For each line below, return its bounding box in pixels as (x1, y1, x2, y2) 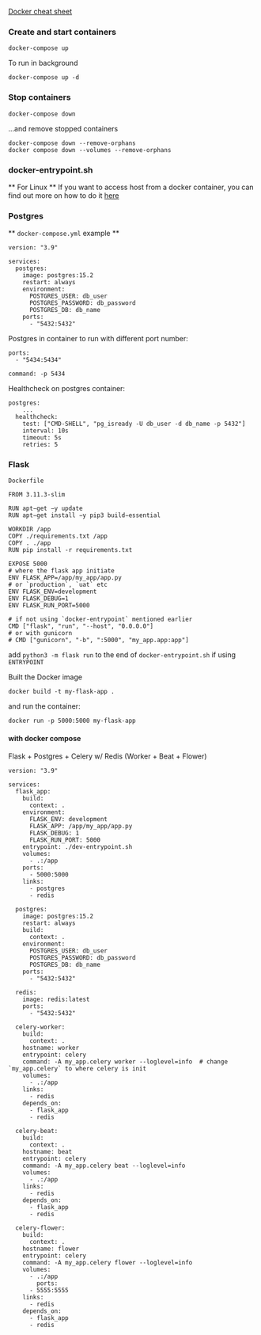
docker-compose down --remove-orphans (8, 139, 136, 147)
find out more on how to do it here (8, 190, 119, 200)
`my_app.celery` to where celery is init (8, 1064, 147, 1072)
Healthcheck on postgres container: (8, 384, 125, 394)
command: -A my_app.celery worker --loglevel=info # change (22, 1057, 228, 1066)
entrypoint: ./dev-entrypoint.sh (22, 842, 133, 850)
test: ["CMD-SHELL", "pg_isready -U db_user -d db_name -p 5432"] (22, 420, 246, 428)
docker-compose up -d (8, 74, 80, 82)
